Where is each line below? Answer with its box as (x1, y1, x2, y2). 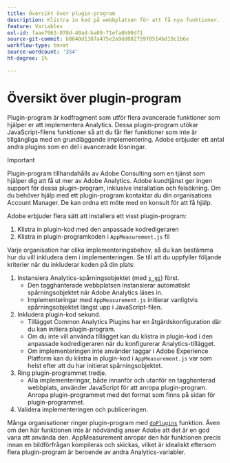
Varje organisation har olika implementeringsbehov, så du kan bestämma (7, 246, 213, 254)
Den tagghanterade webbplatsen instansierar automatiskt (27, 281, 191, 289)
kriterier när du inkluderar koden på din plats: (7, 260, 136, 268)
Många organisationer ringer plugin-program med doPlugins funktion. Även (7, 418, 220, 427)
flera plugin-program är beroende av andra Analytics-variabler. (7, 448, 186, 456)
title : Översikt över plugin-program (7, 10, 116, 17)
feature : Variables (7, 23, 63, 30)
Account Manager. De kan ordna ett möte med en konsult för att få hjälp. (7, 198, 213, 206)
